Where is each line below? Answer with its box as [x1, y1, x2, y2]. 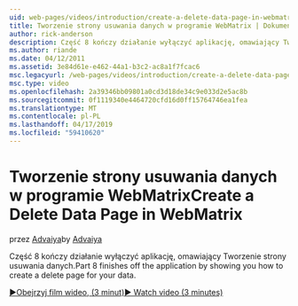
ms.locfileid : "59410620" [9, 129, 105, 137]
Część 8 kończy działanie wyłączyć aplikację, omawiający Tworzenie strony [9, 250, 286, 262]
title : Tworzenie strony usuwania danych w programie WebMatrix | [9, 21, 260, 30]
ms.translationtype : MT [9, 104, 98, 113]
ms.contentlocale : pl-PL [9, 112, 101, 121]
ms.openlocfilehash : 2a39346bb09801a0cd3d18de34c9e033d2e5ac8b [9, 87, 248, 96]
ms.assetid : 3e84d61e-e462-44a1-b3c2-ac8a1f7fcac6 [9, 63, 200, 72]
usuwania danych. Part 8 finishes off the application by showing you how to [9, 260, 284, 271]
